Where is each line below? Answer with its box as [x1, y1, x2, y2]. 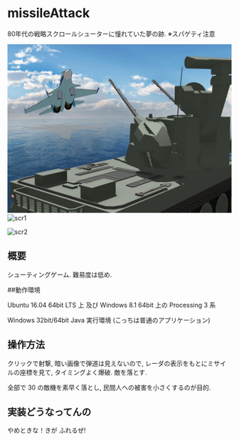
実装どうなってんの [7, 405, 91, 418]
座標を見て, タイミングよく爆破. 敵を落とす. [19, 367, 147, 376]
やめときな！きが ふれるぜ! [7, 426, 86, 435]
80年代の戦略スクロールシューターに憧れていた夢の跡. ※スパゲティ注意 [7, 29, 216, 38]
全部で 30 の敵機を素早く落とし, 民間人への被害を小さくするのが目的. [7, 383, 211, 392]
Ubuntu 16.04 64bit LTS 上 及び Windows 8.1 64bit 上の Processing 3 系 [7, 300, 216, 309]
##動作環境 [7, 285, 41, 294]
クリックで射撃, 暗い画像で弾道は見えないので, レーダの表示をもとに [7, 359, 208, 367]
